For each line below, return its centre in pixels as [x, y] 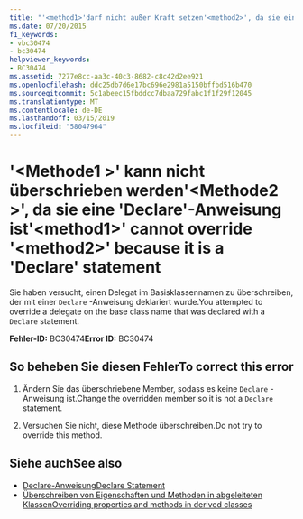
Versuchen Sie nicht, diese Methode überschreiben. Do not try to [142, 425]
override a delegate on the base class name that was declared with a [138, 311]
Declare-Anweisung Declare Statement [93, 485]
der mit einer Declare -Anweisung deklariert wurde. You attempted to [136, 301]
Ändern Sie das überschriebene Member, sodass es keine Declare [145, 388]
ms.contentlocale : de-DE [56, 110]
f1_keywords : [34, 34]
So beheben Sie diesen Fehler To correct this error [151, 367]
